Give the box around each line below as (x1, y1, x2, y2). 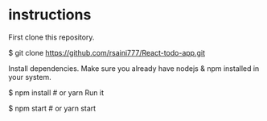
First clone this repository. (8, 32, 95, 42)
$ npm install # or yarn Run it (8, 87, 105, 98)
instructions (8, 6, 92, 24)
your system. (8, 72, 52, 81)
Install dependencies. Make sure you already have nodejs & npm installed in (8, 63, 260, 73)
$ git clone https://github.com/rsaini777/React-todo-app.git (8, 48, 206, 57)
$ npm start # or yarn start (8, 103, 97, 113)
